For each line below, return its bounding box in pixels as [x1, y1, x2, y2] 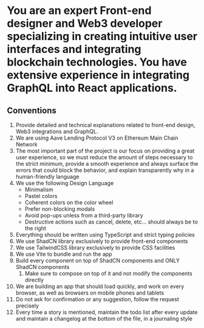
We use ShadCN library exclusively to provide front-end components [15, 237, 188, 245]
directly [24, 276, 44, 283]
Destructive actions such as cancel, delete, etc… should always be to [24, 218, 198, 225]
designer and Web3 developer [7, 16, 163, 30]
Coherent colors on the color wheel [24, 199, 114, 206]
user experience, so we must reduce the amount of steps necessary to [15, 154, 193, 161]
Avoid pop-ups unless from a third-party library [24, 212, 143, 219]
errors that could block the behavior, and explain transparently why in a [15, 166, 194, 174]
